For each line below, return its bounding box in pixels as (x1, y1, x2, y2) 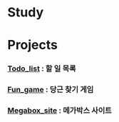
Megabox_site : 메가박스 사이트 (7, 106, 112, 116)
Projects (7, 37, 58, 54)
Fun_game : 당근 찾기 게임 (7, 85, 94, 95)
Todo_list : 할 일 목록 (7, 63, 76, 73)
